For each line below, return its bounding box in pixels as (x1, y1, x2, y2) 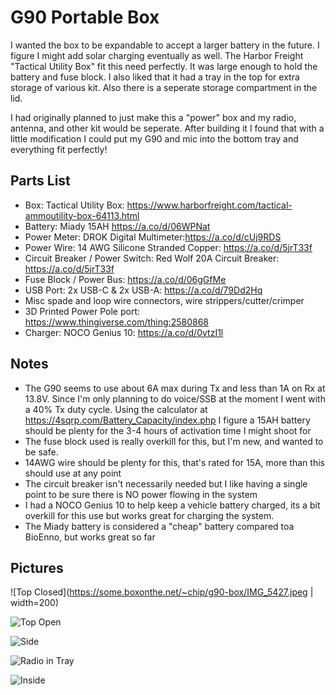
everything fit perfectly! (10, 143, 108, 155)
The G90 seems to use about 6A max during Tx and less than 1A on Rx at (24, 382, 326, 394)
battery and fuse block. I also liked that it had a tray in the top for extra (10, 71, 300, 83)
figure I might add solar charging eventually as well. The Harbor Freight (10, 49, 304, 61)
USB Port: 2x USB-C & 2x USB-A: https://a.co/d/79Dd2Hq (24, 284, 263, 296)
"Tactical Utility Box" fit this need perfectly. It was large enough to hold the (10, 60, 318, 72)
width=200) (10, 597, 60, 609)
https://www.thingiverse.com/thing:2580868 (24, 316, 209, 328)
